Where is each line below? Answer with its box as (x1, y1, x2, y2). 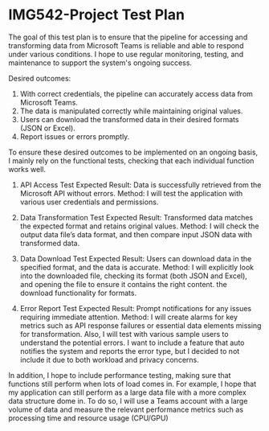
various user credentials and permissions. (19, 197, 159, 207)
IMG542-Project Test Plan (8, 6, 185, 24)
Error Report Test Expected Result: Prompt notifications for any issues (19, 303, 251, 313)
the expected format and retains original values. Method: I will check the (19, 221, 259, 231)
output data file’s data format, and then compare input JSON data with (19, 229, 253, 239)
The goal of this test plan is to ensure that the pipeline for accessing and (8, 32, 248, 42)
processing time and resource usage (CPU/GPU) (8, 413, 169, 423)
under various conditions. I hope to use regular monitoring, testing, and (8, 49, 243, 59)
